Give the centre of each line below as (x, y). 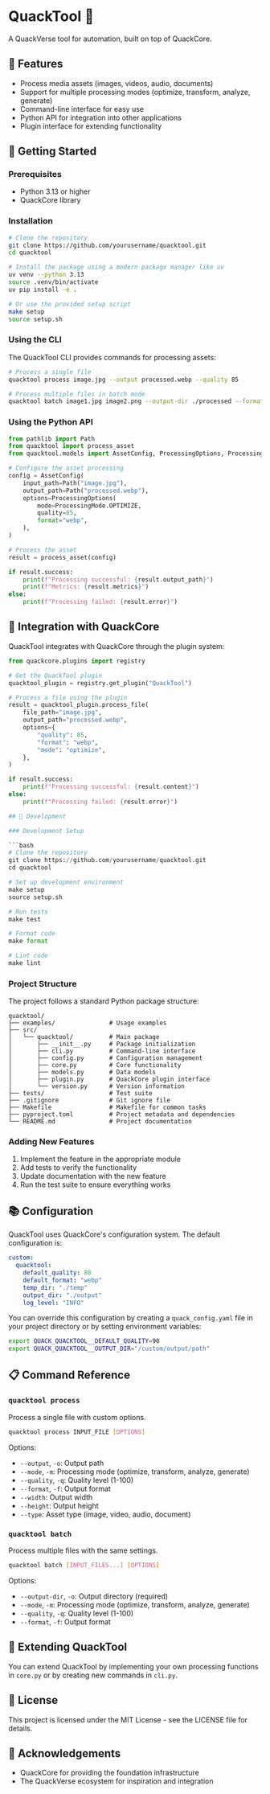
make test (25, 919)
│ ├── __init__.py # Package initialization (102, 1045)
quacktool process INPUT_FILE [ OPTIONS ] (77, 1432)
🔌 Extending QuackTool (68, 1647)
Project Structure (43, 983)
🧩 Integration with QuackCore (84, 627)
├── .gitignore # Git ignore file (90, 1101)
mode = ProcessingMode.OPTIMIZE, (90, 506)
